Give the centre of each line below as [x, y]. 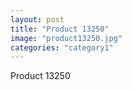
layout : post [37, 19]
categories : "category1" [62, 47]
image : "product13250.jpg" [66, 38]
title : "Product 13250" [60, 29]
